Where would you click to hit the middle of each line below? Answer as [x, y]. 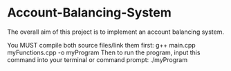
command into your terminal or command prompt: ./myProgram [98, 59]
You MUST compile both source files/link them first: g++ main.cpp [101, 45]
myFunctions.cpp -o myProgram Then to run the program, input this [104, 52]
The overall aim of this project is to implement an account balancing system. [116, 32]
